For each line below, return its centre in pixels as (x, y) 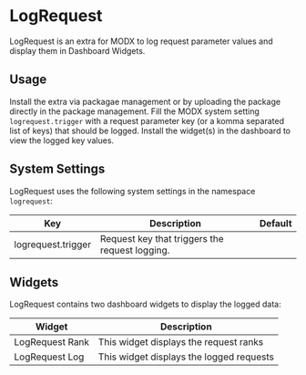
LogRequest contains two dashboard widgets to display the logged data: (145, 304)
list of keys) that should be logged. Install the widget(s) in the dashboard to (150, 130)
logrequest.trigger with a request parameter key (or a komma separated (147, 120)
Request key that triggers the (162, 238)
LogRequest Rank (51, 342)
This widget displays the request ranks (181, 342)
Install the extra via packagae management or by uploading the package (145, 101)
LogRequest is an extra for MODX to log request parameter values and (141, 41)
